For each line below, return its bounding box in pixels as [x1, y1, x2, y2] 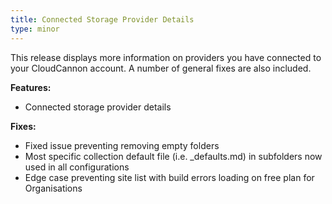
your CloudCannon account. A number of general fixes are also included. [10, 62, 312, 74]
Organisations [24, 182, 83, 194]
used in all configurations [24, 161, 130, 173]
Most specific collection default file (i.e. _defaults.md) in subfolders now [24, 150, 323, 162]
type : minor [10, 24, 60, 34]
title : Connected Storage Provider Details [10, 14, 195, 25]
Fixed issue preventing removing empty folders [24, 139, 220, 151]
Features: [10, 81, 52, 93]
